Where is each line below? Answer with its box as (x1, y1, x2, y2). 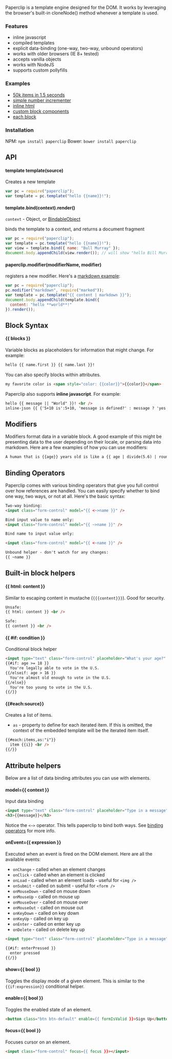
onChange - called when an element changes (12, 867, 106, 873)
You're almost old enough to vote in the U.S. (10, 675, 111, 680)
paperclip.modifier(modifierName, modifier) (5, 261, 101, 268)
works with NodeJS (12, 62, 55, 68)
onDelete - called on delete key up (12, 926, 85, 933)
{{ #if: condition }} (5, 634, 45, 641)
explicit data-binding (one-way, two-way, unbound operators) (12, 45, 143, 51)
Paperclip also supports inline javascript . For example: (5, 391, 121, 397)
